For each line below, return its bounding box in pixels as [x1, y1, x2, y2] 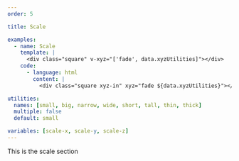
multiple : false [14, 108, 62, 116]
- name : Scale [14, 43, 55, 50]
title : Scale [7, 23, 46, 30]
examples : [7, 36, 37, 43]
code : [20, 62, 37, 70]
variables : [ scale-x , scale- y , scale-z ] [7, 128, 129, 135]
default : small [14, 115, 59, 122]
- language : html [26, 69, 78, 76]
